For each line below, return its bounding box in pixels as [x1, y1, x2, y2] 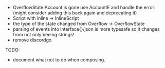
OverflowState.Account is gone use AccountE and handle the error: [12, 5, 156, 10]
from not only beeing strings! [12, 32, 75, 37]
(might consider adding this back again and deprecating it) [12, 10, 137, 16]
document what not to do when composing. [12, 57, 105, 63]
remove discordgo [12, 37, 52, 43]
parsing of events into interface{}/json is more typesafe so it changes [12, 26, 160, 32]
